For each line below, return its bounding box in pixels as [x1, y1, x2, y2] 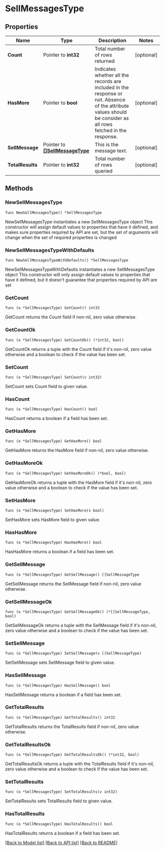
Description [98, 37, 127, 44]
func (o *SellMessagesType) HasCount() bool [5, 407, 98, 412]
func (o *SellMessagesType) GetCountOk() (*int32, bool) [5, 338, 124, 342]
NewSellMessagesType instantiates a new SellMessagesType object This [5, 219, 153, 225]
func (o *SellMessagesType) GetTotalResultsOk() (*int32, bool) [5, 752, 139, 757]
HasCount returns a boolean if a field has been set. [5, 416, 109, 422]
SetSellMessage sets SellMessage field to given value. [5, 659, 115, 666]
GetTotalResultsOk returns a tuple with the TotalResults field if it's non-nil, [5, 761, 155, 767]
